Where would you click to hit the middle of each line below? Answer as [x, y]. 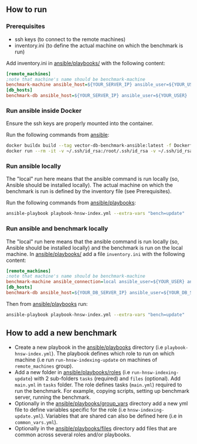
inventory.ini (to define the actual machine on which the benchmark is [99, 45]
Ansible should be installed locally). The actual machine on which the [89, 185]
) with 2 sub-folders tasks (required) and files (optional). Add [105, 378]
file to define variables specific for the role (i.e [70, 409]
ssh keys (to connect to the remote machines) [70, 39]
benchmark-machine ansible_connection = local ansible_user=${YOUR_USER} [95, 282]
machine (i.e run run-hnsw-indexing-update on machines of [86, 359]
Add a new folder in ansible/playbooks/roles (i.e [72, 372]
